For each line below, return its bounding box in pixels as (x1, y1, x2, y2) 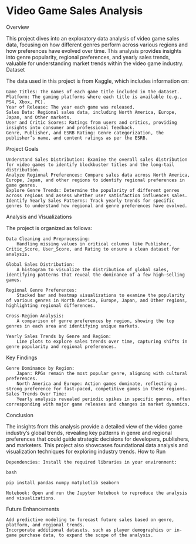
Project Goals (6, 145, 39, 152)
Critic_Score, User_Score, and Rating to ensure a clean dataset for (6, 246, 180, 252)
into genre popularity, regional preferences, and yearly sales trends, (6, 53, 170, 60)
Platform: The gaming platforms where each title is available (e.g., (6, 94, 183, 100)
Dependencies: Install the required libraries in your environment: (6, 459, 177, 465)
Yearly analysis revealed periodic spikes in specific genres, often (16, 396, 191, 402)
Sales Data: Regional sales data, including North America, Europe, (6, 109, 177, 115)
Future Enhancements (6, 505, 59, 512)
